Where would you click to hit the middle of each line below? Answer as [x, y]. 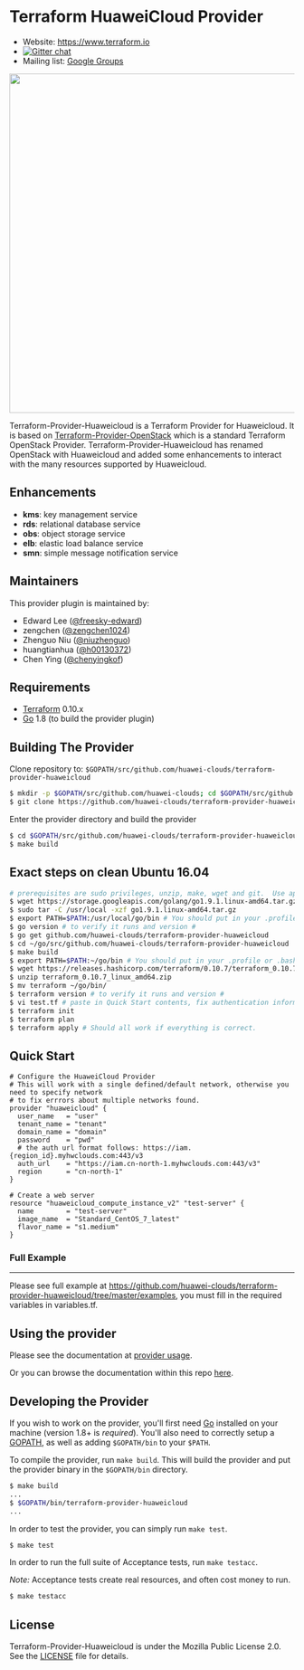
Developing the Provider [79, 1401]
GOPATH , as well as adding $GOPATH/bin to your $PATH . [110, 1442]
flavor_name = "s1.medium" [68, 1228]
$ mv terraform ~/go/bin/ [58, 986]
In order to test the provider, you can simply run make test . [119, 1528]
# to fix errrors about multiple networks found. [105, 1101]
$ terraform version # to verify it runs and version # [117, 994]
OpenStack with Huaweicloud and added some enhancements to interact [146, 454]
